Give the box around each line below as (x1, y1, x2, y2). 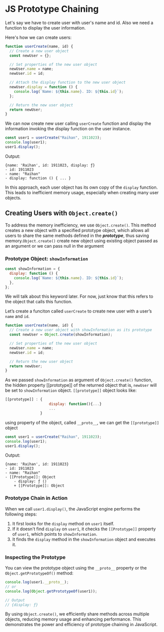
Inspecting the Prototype (5, 554, 66, 561)
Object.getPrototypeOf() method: (5, 570, 73, 576)
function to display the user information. (5, 25, 86, 30)
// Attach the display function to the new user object (9, 80, 126, 85)
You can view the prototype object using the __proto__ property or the (5, 565, 147, 571)
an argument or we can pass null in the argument (5, 243, 104, 249)
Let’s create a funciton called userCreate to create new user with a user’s (5, 308, 152, 314)
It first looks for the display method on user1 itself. (12, 520, 115, 526)
